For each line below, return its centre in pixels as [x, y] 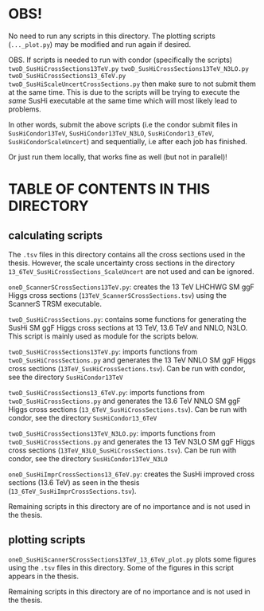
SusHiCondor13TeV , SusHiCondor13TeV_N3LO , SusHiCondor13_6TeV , [111, 133]
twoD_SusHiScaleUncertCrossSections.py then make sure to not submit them [132, 84]
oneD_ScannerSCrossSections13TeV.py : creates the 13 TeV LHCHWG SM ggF [131, 287]
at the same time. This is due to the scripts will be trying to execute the [124, 92]
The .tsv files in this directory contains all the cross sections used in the [127, 254]
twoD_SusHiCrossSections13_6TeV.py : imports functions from [107, 392]
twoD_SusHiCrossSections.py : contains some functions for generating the [127, 319]
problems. [25, 109]
